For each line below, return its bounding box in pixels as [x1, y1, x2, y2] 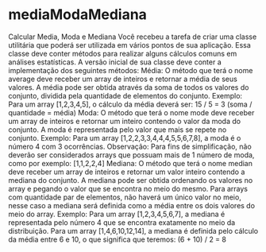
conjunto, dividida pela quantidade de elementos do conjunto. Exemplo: [8, 91, 243, 100]
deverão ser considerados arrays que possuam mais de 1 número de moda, [8, 149, 255, 160]
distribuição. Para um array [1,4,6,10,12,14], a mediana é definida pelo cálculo [8, 226, 259, 235]
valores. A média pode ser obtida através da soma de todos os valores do [8, 82, 249, 92]
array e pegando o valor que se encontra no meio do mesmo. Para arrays [8, 184, 249, 193]
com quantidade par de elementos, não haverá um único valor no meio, [8, 192, 242, 202]
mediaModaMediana [8, 6, 147, 24]
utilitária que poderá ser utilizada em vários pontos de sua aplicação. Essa [8, 40, 252, 49]
